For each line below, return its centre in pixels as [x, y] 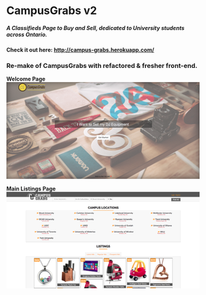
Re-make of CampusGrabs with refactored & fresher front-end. [102, 66]
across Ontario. [27, 34]
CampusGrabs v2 [51, 11]
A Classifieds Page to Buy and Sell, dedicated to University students [96, 28]
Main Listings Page [31, 189]
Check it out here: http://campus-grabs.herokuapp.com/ [80, 50]
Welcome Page [26, 79]
